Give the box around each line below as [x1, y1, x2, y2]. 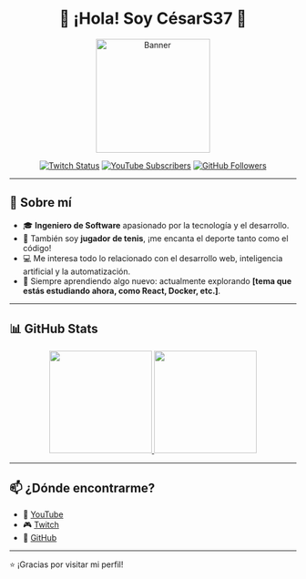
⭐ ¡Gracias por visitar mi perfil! [9, 559, 124, 570]
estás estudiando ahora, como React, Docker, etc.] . [22, 285, 221, 296]
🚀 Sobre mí [9, 195, 72, 210]
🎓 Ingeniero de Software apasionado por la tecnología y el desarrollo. [22, 219, 290, 230]
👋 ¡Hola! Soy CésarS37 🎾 [58, 8, 248, 29]
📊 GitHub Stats [9, 321, 98, 337]
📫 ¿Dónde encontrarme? [9, 480, 156, 495]
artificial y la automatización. [22, 266, 131, 277]
